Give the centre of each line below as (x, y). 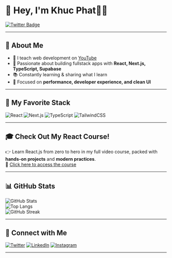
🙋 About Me (24, 46)
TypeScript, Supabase (37, 69)
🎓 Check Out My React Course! (58, 136)
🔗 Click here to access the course (41, 165)
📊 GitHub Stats (30, 186)
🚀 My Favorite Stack (38, 103)
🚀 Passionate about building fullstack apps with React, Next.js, (79, 63)
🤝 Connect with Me (36, 233)
